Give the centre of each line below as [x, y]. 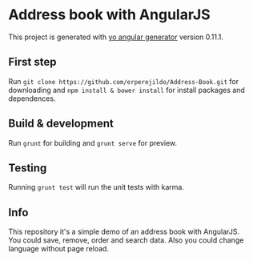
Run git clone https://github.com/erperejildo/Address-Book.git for [123, 81]
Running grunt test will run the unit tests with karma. [96, 187]
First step [32, 62]
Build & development [61, 124]
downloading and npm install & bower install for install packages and [127, 90]
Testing [28, 168]
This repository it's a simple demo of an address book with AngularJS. [124, 232]
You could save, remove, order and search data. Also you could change [126, 240]
